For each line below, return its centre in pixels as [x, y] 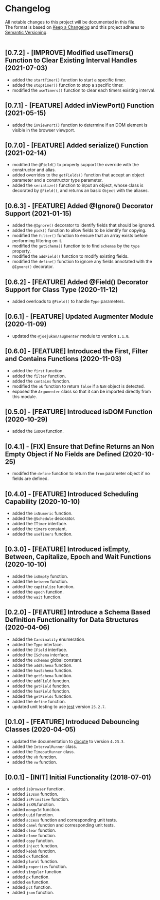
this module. [25, 396]
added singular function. [37, 872]
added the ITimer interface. [40, 524]
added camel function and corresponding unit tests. [63, 825]
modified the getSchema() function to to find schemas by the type [76, 246]
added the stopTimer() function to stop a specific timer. [68, 85]
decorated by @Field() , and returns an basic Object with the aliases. [80, 191]
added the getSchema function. [42, 675]
